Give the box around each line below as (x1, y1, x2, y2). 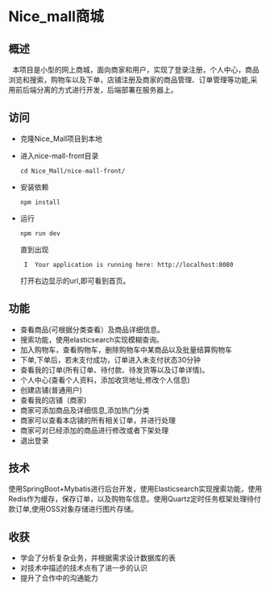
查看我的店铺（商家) (19, 395, 87, 405)
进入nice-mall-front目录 (19, 151, 99, 160)
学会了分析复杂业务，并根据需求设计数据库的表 (19, 553, 176, 563)
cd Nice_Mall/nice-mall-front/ (19, 167, 126, 175)
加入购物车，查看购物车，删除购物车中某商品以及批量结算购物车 (19, 344, 232, 355)
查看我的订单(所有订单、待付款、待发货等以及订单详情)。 (19, 364, 210, 375)
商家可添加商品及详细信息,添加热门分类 (19, 405, 150, 415)
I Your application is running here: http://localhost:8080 (23, 260, 234, 268)
